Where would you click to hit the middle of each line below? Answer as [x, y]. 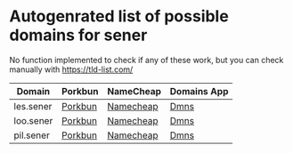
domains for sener [78, 35]
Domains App [199, 91]
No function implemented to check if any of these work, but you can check [146, 60]
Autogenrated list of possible [119, 16]
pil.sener [32, 135]
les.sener [33, 106]
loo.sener [33, 120]
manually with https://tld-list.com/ [71, 69]
